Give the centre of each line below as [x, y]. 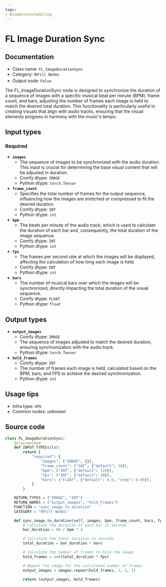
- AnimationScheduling [28, 14]
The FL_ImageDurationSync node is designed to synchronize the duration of [83, 90]
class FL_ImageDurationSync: [35, 438]
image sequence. [37, 236]
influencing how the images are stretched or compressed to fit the [87, 199]
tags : [11, 10]
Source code [25, 427]
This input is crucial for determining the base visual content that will [88, 167]
